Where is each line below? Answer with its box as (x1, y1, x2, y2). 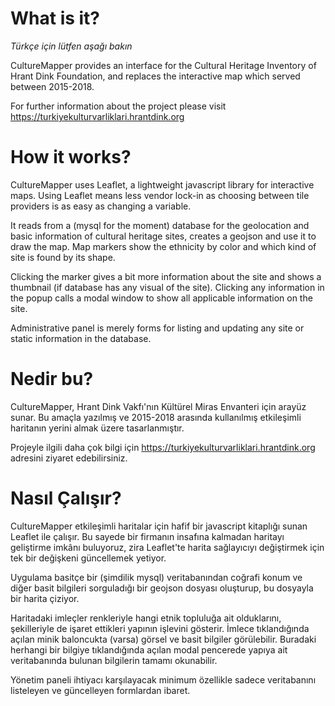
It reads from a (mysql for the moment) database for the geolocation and (10, 219, 310, 231)
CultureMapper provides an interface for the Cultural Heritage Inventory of (10, 59, 317, 71)
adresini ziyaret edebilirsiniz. (10, 452, 128, 464)
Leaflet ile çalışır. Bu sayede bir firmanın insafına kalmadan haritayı (10, 530, 285, 542)
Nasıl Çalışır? (10, 487, 122, 509)
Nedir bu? (10, 368, 94, 391)
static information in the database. (10, 332, 152, 344)
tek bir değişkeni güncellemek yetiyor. (10, 552, 167, 564)
